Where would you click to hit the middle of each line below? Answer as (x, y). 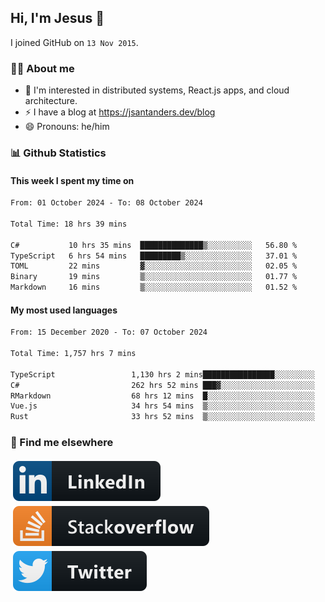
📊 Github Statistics (58, 153)
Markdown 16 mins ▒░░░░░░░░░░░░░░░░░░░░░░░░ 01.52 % (154, 287)
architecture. (51, 101)
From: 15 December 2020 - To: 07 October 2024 (109, 332)
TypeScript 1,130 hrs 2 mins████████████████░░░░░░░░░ (162, 374)
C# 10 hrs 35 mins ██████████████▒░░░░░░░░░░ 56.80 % (154, 245)
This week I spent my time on (72, 180)
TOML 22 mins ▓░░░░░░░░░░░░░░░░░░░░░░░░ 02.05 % (154, 266)
